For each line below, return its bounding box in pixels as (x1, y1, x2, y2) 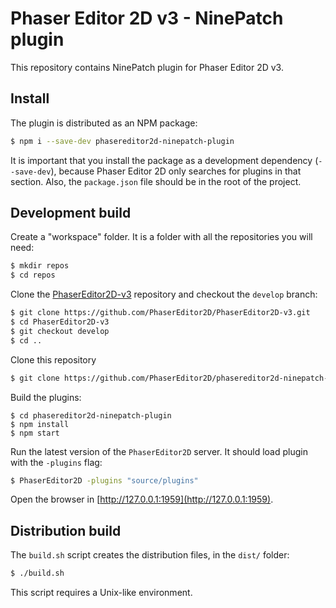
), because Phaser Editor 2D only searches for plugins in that (50, 165, 302, 177)
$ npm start (10, 428, 60, 438)
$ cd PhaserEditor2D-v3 (10, 317, 110, 327)
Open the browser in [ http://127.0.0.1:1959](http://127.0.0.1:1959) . (10, 493, 274, 506)
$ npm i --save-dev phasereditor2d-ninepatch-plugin (10, 136, 235, 146)
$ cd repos (10, 270, 56, 281)
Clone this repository (10, 353, 97, 366)
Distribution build (10, 522, 122, 539)
